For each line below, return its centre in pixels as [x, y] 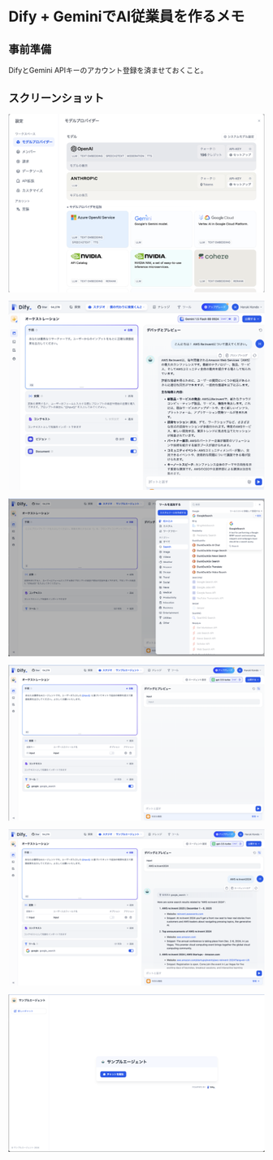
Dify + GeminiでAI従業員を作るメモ [127, 17]
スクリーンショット [56, 98]
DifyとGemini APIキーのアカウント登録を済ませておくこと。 [108, 70]
